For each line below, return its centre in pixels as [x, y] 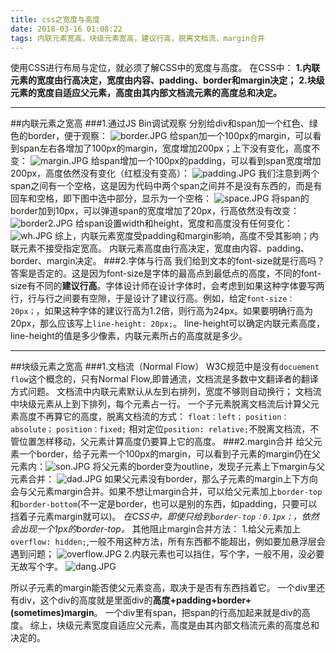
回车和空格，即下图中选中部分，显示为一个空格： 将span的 [160, 198]
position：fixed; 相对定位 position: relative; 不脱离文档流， [183, 429]
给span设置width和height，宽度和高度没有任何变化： [183, 223]
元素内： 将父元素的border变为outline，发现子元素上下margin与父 [168, 467]
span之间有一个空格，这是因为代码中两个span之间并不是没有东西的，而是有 [166, 186]
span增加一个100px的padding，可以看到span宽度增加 [210, 161]
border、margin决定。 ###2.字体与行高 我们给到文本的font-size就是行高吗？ [168, 261]
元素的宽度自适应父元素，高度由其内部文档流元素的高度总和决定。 [146, 93]
